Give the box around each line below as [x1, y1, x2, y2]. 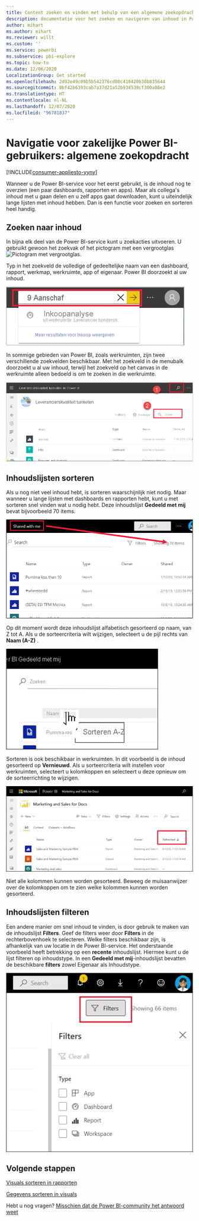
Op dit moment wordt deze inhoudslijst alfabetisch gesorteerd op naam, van [6, 624, 192, 631]
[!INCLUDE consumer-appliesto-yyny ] [6, 168, 98, 175]
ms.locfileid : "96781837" [6, 110, 70, 116]
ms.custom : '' [6, 41, 41, 47]
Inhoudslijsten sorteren [6, 473, 95, 483]
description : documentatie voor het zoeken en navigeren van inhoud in [6, 15, 187, 22]
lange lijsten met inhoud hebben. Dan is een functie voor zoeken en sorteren [6, 199, 193, 206]
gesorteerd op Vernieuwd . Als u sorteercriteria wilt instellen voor [6, 761, 165, 769]
